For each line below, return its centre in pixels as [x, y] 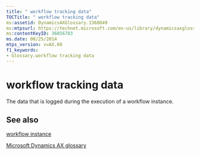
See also [22, 120]
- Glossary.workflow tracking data [50, 56]
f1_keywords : [22, 50]
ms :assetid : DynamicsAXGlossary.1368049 [57, 22]
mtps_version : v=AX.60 [34, 45]
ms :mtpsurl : [21, 28]
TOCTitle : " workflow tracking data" [53, 17]
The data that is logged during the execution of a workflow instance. [90, 101]
